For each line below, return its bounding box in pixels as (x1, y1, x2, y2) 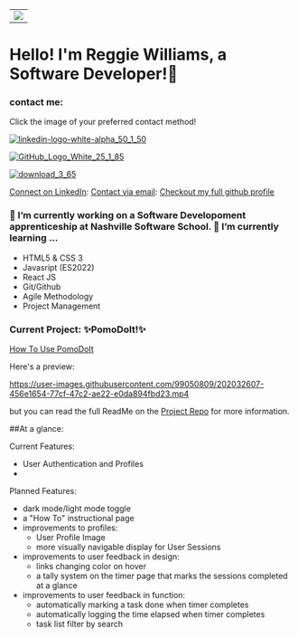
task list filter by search (35, 619, 124, 630)
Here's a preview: (9, 361, 75, 372)
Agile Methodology (22, 290, 94, 301)
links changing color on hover (35, 561, 147, 572)
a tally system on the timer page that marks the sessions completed (35, 570, 288, 582)
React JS (22, 271, 57, 282)
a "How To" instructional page (22, 513, 135, 524)
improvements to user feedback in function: (22, 590, 186, 601)
